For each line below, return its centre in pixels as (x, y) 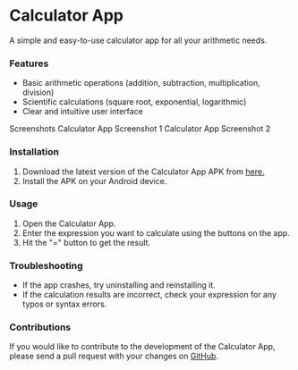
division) (38, 92)
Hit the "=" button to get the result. (86, 242)
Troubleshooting (46, 265)
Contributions (40, 327)
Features (29, 63)
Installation (34, 152)
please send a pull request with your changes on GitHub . (114, 356)
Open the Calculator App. (69, 223)
